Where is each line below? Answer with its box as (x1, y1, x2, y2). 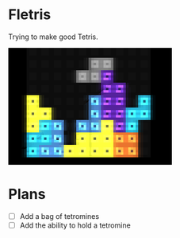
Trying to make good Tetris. (8, 32, 98, 41)
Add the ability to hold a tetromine (19, 220, 131, 230)
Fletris (8, 6, 52, 24)
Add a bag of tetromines (19, 211, 100, 220)
